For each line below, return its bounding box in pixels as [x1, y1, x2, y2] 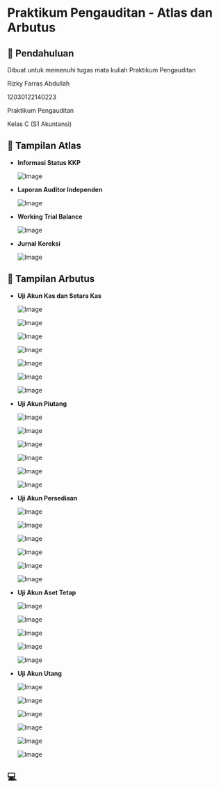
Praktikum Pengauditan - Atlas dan [7, 5, 213, 21]
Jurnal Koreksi [17, 239, 61, 248]
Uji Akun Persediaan [17, 494, 78, 502]
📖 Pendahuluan [7, 47, 74, 59]
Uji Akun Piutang [17, 399, 67, 408]
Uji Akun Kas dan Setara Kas [17, 291, 102, 300]
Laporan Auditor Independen [17, 185, 103, 194]
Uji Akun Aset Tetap [17, 588, 76, 597]
